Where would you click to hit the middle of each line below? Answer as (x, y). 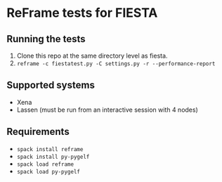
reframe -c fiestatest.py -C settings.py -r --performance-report (116, 64)
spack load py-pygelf (48, 171)
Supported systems (51, 85)
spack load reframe (45, 164)
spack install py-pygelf (53, 157)
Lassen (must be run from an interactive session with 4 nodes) (107, 110)
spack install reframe (50, 149)
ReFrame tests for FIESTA (82, 13)
